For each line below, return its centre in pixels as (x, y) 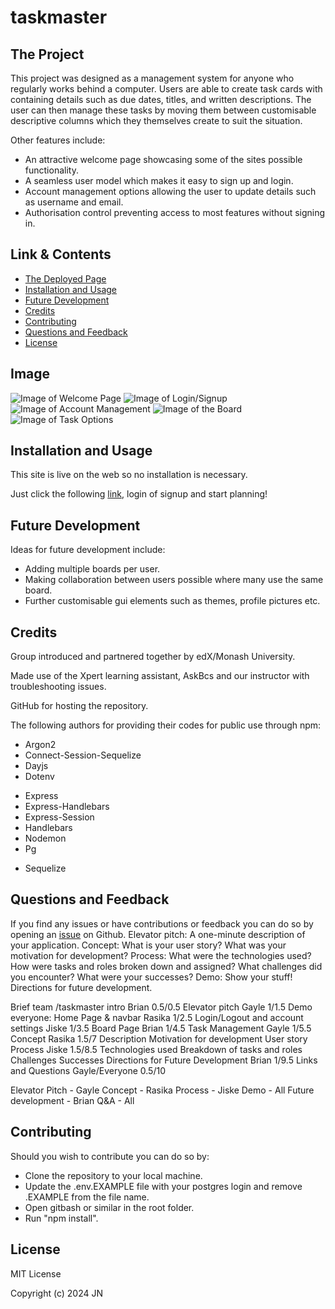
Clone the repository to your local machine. (113, 1175)
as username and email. (74, 202)
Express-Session (59, 817)
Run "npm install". (61, 1218)
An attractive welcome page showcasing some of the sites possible (163, 159)
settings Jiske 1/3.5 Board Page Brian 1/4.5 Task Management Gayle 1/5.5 (161, 1028)
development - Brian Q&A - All (72, 1100)
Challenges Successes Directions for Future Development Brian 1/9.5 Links (164, 1060)
